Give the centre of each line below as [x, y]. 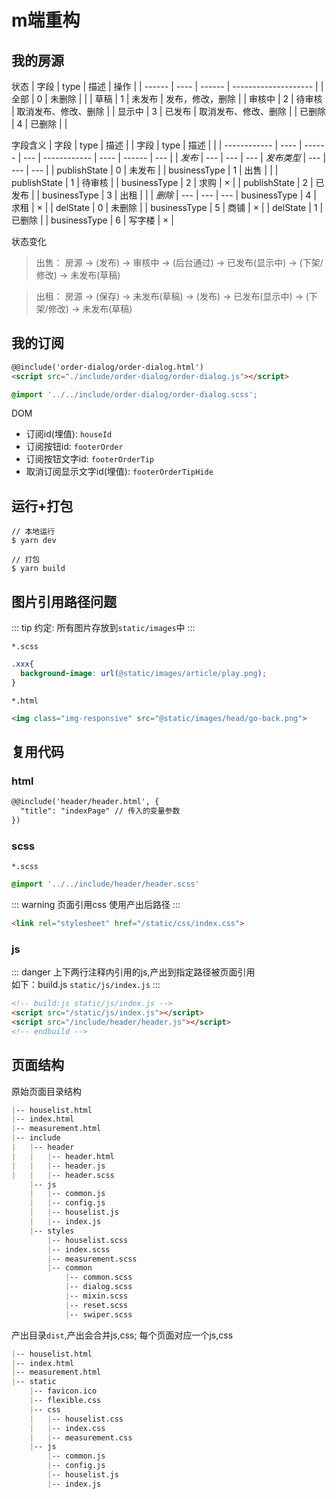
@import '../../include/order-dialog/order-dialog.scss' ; [134, 394]
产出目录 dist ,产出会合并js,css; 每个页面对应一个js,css [122, 1335]
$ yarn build [38, 569]
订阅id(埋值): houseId [69, 434]
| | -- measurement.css [81, 1437]
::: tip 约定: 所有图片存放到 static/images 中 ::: [103, 628]
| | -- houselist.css [76, 1419]
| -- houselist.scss [88, 1240]
